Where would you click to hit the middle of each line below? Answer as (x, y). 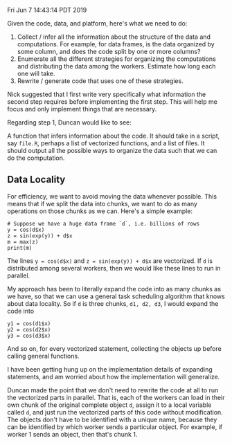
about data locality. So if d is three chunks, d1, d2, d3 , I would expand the (113, 303)
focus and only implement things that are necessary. (82, 109)
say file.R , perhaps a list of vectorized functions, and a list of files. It (106, 143)
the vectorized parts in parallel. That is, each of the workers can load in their (116, 397)
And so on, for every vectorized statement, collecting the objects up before (114, 348)
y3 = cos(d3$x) (29, 336)
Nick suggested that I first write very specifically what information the (107, 94)
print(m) (20, 248)
